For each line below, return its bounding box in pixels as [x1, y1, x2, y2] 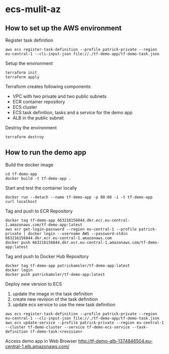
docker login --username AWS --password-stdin [27, 231, 128, 236]
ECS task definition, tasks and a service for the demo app [12, 110, 133, 115]
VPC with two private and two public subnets [12, 93, 107, 99]
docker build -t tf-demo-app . [5, 176, 71, 181]
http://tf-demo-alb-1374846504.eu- [78, 338, 153, 344]
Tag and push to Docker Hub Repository [5, 253, 89, 259]
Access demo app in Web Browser [5, 338, 77, 344]
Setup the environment [5, 60, 53, 66]
